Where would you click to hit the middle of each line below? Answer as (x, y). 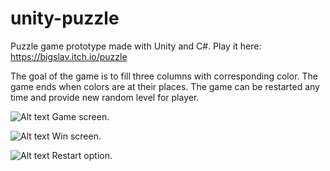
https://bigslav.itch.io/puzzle (69, 56)
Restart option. (82, 155)
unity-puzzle (65, 18)
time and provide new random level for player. (105, 97)
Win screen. (76, 136)
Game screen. (80, 116)
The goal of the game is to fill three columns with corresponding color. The (164, 76)
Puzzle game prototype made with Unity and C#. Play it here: (136, 46)
